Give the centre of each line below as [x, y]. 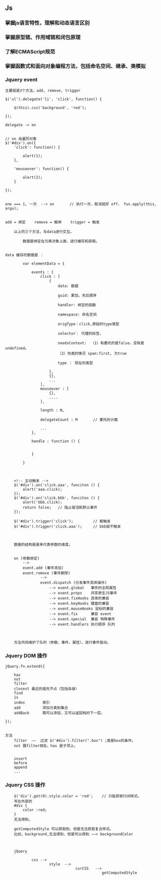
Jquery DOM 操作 [26, 656]
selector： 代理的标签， [80, 334]
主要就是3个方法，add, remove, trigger [43, 91]
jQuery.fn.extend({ [25, 666]
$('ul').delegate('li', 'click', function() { [54, 99]
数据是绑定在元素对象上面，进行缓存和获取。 [61, 241]
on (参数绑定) [27, 559]
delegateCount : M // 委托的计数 [79, 420]
